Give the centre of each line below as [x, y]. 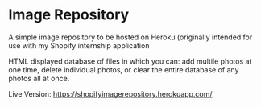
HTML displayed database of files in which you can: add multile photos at [130, 61]
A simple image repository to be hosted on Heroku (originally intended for [130, 37]
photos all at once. [39, 78]
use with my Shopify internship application [79, 45]
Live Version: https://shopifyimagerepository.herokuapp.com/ [110, 93]
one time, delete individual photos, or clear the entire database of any [124, 69]
